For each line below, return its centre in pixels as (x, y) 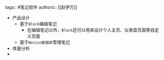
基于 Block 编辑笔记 (38, 24)
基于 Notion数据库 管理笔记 (45, 42)
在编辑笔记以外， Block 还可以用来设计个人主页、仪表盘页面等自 (91, 30)
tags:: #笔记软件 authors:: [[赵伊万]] (41, 7)
